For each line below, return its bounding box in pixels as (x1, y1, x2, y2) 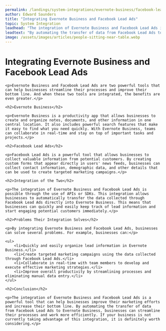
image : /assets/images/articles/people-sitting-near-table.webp (5, 35, 140, 40)
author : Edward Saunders (5, 12, 56, 17)
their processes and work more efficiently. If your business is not (5, 312, 152, 317)
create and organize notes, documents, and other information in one (5, 117, 152, 123)
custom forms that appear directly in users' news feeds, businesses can (5, 161, 161, 166)
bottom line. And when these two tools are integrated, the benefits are (5, 92, 161, 96)
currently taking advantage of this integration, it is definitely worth (5, 317, 161, 322)
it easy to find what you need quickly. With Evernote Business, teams (5, 126, 156, 131)
